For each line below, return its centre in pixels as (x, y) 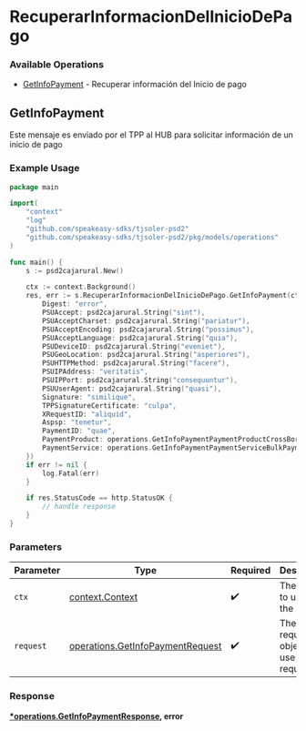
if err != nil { (57, 465)
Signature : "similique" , (89, 397)
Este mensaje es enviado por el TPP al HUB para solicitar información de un (152, 135)
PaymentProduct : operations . (97, 440)
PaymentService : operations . (97, 448)
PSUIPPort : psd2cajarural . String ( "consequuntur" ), (140, 381)
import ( (24, 203)
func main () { (36, 262)
